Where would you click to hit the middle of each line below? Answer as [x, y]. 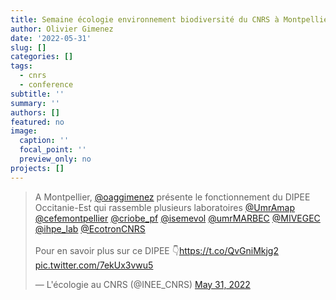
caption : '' [44, 141]
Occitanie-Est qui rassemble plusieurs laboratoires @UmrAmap [165, 207]
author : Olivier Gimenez [62, 29]
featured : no [37, 122]
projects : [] [37, 168]
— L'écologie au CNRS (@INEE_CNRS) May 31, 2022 [142, 284]
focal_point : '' [53, 150]
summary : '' [35, 103]
